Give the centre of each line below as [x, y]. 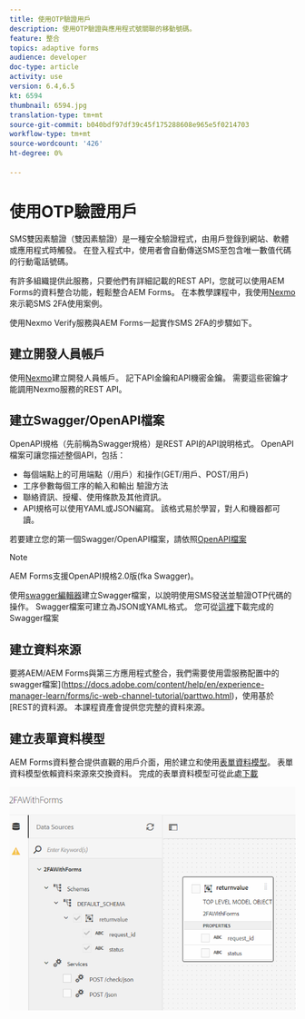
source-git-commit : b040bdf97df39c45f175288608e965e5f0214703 [129, 124]
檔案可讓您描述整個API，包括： [68, 455]
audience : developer [49, 58]
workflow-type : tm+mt [50, 134]
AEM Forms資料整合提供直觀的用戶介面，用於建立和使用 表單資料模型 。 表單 [151, 762]
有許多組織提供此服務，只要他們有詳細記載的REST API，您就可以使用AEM [147, 281]
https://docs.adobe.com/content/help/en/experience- [164, 685]
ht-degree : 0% [36, 153]
